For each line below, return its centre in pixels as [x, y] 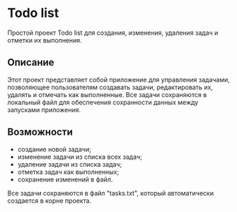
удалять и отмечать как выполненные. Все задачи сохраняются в [107, 94]
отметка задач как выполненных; [68, 172]
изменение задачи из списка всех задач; [80, 157]
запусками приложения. [44, 110]
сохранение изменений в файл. [65, 179]
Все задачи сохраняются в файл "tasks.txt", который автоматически [111, 193]
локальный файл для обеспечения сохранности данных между [103, 102]
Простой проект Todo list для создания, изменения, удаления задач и [113, 33]
